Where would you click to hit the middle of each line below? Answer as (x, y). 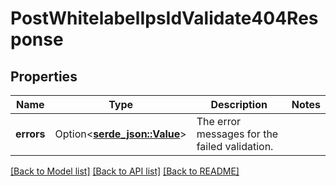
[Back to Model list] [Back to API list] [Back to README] (125, 171)
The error (219, 121)
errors (30, 134)
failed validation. (235, 146)
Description (239, 104)
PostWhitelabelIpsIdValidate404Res (164, 18)
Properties (44, 76)
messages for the (237, 134)
